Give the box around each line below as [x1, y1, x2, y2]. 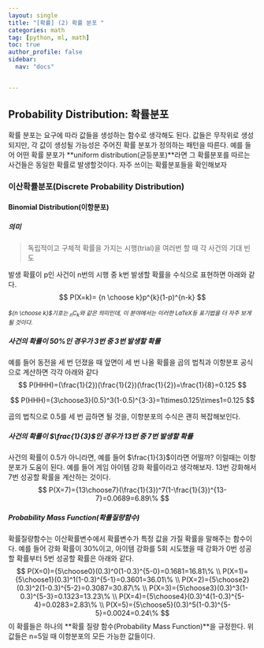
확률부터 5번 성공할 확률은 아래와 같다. [16, 553, 134, 564]
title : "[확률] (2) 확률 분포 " [8, 19, 105, 27]
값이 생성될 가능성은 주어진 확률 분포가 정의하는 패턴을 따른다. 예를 [39, 140, 244, 150]
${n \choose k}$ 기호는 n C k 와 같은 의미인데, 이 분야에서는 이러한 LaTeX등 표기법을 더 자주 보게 [8, 309, 252, 318]
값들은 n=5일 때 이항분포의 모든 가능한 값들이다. [8, 631, 156, 641]
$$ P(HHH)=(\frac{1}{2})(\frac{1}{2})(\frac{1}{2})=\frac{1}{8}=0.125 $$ [18, 380, 247, 390]
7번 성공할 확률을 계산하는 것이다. [8, 472, 112, 482]
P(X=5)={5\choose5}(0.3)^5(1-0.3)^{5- [106, 600, 231, 609]
